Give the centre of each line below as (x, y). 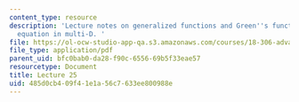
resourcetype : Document (53, 67)
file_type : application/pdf (61, 51)
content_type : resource (53, 17)
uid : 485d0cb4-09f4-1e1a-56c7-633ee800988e (91, 83)
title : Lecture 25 (43, 75)
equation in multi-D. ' (61, 34)
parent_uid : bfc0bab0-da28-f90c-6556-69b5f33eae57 (105, 59)
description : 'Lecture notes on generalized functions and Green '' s (139, 26)
